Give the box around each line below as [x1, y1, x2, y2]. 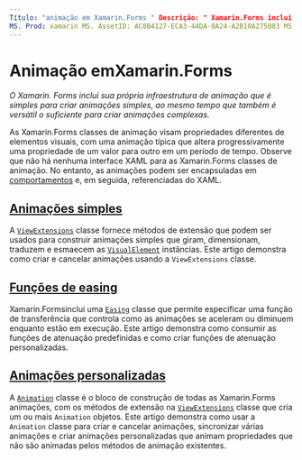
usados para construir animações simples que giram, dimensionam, [9, 235, 261, 245]
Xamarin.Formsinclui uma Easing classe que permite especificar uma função [9, 304, 293, 315]
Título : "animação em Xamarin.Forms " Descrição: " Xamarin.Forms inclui [9, 13, 293, 23]
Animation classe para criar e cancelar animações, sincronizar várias [9, 420, 264, 431]
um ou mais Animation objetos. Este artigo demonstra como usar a [9, 411, 255, 422]
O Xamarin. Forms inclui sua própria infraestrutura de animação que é [9, 90, 272, 101]
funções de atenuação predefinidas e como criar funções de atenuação [9, 333, 277, 344]
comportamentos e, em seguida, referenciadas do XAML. [9, 175, 223, 186]
